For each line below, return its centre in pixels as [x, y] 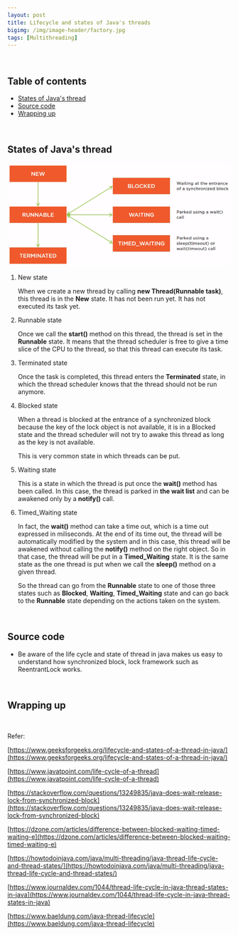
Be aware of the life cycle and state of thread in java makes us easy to [120, 654]
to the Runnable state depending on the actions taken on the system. [119, 600]
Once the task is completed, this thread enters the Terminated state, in [121, 376]
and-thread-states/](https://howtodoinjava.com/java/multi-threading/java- [116, 866]
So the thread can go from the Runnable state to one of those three [117, 585]
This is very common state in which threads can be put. [99, 455]
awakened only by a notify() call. [66, 498]
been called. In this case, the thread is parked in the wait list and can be [123, 491]
